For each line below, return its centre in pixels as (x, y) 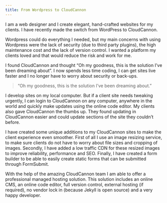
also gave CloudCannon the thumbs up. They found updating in (71, 111)
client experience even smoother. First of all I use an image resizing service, (84, 137)
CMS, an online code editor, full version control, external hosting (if (74, 184)
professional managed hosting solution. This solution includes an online (79, 179)
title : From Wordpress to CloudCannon (46, 10)
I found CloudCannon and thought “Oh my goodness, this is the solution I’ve (84, 65)
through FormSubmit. (27, 164)
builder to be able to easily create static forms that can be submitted (76, 159)
